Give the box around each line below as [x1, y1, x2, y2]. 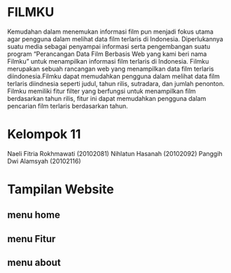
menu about [7, 257, 61, 269]
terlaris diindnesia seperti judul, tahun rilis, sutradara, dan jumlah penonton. [7, 79, 225, 87]
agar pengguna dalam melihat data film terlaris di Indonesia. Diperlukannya [7, 34, 224, 43]
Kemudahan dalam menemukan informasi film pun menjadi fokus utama [7, 27, 213, 36]
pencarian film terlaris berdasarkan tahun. [7, 101, 128, 110]
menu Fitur [7, 232, 56, 245]
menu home [7, 209, 61, 221]
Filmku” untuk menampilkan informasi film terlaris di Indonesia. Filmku [7, 57, 209, 65]
